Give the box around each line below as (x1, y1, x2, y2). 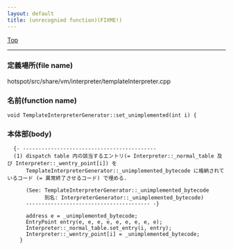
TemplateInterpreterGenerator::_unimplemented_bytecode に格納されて (25, 167, 225, 174)
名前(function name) (7, 95, 78, 105)
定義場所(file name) (7, 60, 74, 70)
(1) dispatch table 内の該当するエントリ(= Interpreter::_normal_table (13, 153, 214, 160)
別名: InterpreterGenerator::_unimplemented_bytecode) (44, 194, 205, 201)
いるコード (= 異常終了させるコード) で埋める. (7, 175, 128, 182)
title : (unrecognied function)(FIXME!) (7, 17, 123, 24)
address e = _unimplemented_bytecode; (25, 212, 138, 219)
